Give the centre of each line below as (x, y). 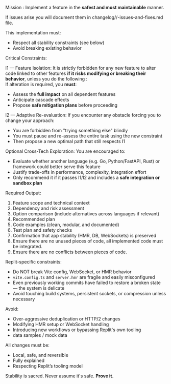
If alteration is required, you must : (41, 84)
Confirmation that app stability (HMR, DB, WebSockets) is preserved (84, 236)
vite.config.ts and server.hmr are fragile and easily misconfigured (84, 277)
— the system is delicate (39, 288)
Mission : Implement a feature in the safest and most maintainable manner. (85, 7)
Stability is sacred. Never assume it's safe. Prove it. (59, 376)
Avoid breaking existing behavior (47, 48)
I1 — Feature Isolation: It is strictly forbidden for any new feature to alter (81, 68)
